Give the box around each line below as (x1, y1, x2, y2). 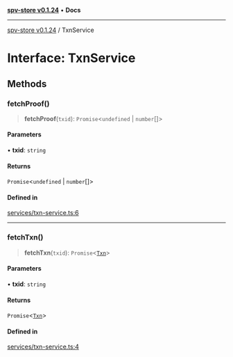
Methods (7, 78, 47, 90)
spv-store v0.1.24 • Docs (7, 6, 81, 14)
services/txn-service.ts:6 (7, 209, 79, 217)
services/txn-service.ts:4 (7, 342, 80, 351)
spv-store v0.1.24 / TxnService (7, 26, 95, 34)
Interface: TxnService (7, 50, 136, 66)
